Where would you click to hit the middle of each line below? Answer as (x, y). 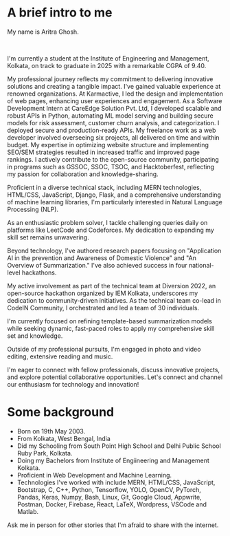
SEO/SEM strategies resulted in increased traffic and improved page (104, 152)
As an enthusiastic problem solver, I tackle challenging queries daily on (107, 222)
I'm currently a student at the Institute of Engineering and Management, (108, 58)
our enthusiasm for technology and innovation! (73, 384)
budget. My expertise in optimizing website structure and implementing (108, 144)
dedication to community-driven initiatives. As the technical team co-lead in (114, 300)
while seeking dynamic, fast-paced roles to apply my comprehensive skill (111, 328)
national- (201, 265)
